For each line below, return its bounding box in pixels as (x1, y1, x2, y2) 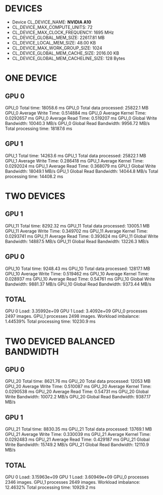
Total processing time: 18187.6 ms (5, 125, 72, 131)
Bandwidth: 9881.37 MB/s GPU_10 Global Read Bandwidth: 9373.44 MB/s (5, 281, 152, 287)
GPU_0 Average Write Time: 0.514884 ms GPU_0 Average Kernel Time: (5, 110, 146, 116)
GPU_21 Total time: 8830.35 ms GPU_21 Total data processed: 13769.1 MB (5, 426, 152, 432)
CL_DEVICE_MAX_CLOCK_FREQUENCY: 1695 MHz (12, 29, 114, 35)
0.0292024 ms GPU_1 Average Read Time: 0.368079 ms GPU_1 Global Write (5, 163, 156, 169)
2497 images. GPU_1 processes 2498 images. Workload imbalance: (5, 313, 140, 319)
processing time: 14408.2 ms (5, 173, 63, 179)
